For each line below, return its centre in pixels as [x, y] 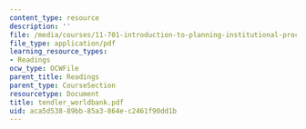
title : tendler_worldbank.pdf [67, 102]
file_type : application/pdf [63, 43]
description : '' [40, 26]
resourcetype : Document [55, 94]
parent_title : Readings [55, 77]
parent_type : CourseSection [63, 85]
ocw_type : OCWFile [44, 69]
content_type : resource [55, 18]
